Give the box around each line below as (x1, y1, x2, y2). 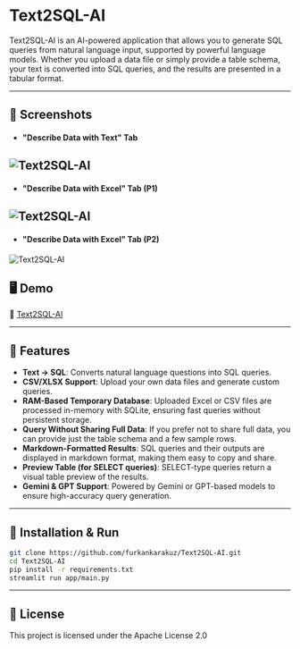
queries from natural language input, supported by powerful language (9, 44, 266, 55)
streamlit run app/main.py (9, 573, 110, 582)
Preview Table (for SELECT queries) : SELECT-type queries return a (21, 462, 272, 473)
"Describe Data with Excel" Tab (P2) (21, 233, 160, 244)
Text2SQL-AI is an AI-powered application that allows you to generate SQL (9, 35, 283, 46)
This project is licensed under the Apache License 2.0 (9, 630, 208, 641)
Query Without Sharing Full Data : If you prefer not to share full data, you (21, 424, 291, 434)
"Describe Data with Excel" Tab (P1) (21, 182, 158, 193)
